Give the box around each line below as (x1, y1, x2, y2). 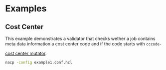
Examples (5, 3, 47, 14)
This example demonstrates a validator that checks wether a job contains (5, 35, 156, 41)
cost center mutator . (5, 50, 47, 56)
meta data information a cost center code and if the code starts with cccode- (5, 41, 162, 47)
